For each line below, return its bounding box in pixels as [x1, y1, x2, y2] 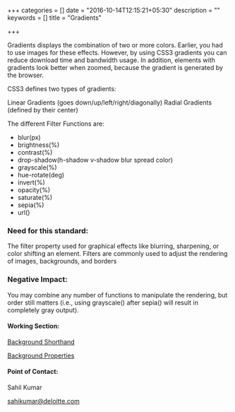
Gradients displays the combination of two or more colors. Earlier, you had [7, 41, 224, 49]
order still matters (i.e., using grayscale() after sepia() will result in [7, 298, 199, 307]
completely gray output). [7, 305, 79, 314]
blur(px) [17, 134, 41, 141]
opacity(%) [17, 186, 51, 194]
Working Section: [7, 322, 60, 331]
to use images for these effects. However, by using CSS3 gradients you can [7, 49, 227, 57]
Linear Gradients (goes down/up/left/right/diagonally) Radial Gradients [7, 98, 212, 107]
